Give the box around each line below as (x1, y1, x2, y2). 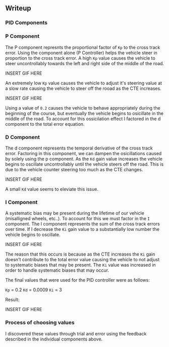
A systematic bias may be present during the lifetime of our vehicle (5, 210, 145, 216)
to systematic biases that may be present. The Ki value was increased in (5, 262, 156, 268)
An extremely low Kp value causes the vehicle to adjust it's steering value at (5, 80, 162, 86)
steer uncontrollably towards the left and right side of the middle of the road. (5, 60, 164, 66)
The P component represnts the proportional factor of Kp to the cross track (5, 44, 160, 50)
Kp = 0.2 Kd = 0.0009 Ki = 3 (5, 287, 62, 293)
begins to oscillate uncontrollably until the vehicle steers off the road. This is (5, 161, 164, 167)
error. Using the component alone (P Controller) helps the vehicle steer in (5, 49, 158, 56)
